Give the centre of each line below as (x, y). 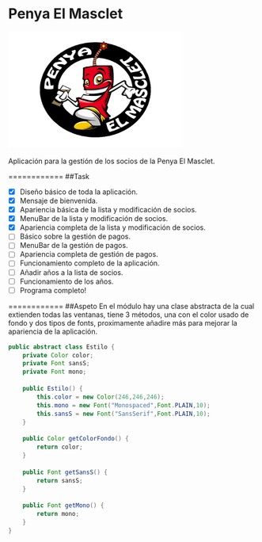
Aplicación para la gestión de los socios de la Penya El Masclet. (112, 161)
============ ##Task (49, 176)
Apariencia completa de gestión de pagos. (89, 254)
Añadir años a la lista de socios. (71, 272)
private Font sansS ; (56, 364)
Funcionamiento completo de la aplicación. (89, 263)
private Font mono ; (55, 372)
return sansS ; (60, 480)
